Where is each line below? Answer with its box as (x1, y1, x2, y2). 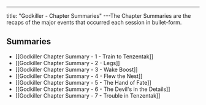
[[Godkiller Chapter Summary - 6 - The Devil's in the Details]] (15, 85, 170, 93)
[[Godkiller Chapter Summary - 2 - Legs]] (15, 59, 120, 66)
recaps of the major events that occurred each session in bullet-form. (6, 19, 182, 26)
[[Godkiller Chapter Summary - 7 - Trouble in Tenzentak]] (15, 91, 161, 99)
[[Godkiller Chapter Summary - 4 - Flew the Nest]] (15, 72, 143, 80)
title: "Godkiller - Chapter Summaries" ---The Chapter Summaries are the (6, 12, 191, 19)
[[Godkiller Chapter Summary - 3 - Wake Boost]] (15, 66, 138, 73)
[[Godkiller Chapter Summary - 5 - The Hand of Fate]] (15, 79, 151, 86)
